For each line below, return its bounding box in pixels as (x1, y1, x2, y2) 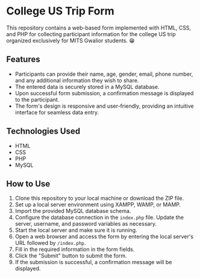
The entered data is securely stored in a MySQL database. (14, 83, 160, 90)
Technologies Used (6, 126, 80, 137)
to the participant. (14, 96, 60, 103)
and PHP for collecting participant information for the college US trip (6, 30, 176, 37)
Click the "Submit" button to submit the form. (14, 252, 128, 259)
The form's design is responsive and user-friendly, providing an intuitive (14, 102, 194, 110)
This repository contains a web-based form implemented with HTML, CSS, (6, 24, 192, 31)
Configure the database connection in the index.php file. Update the (14, 214, 184, 221)
